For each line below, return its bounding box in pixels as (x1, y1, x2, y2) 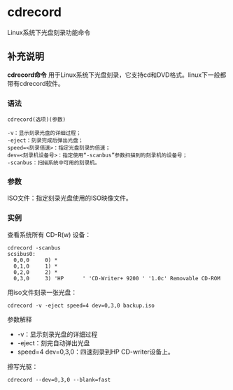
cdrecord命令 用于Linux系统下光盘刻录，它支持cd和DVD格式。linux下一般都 (7, 71, 227, 79)
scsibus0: (7, 250, 36, 257)
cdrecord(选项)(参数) (7, 116, 66, 123)
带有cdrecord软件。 (7, 79, 64, 87)
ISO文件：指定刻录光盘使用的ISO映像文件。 (7, 194, 132, 203)
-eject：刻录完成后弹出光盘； (7, 137, 84, 144)
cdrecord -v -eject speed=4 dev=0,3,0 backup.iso (7, 302, 155, 309)
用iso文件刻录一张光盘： (7, 288, 78, 296)
